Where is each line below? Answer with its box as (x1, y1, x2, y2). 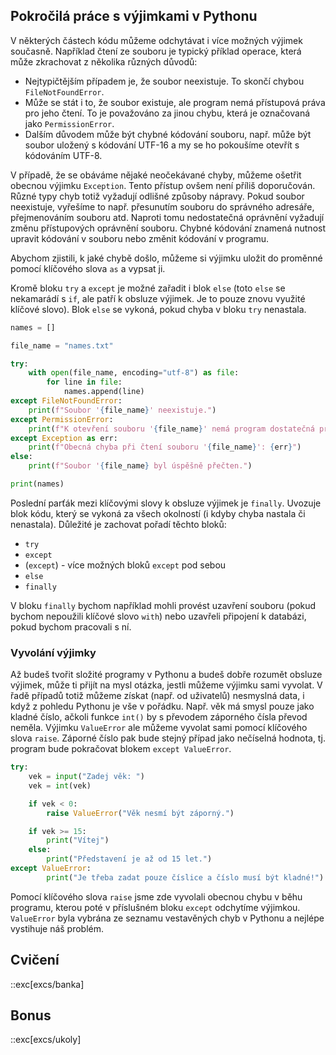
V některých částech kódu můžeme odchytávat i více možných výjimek (10, 34, 303, 46)
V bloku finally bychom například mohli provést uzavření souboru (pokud (10, 599, 317, 611)
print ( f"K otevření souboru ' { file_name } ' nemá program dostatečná (28, 424, 315, 434)
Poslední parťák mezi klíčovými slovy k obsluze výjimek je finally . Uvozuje (10, 497, 322, 509)
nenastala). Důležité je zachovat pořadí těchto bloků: (10, 518, 227, 530)
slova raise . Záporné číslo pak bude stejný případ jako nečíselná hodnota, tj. (10, 732, 327, 744)
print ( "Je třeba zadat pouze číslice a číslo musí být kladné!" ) (46, 872, 325, 883)
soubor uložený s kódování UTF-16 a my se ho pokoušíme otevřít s (24, 139, 300, 151)
